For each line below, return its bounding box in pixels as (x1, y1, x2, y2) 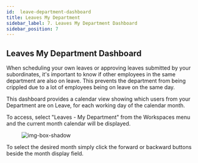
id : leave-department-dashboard (6, 8, 91, 15)
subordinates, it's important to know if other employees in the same (6, 71, 176, 78)
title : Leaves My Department (6, 15, 80, 21)
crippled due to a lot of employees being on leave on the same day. (6, 84, 175, 91)
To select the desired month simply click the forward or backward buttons (6, 144, 192, 151)
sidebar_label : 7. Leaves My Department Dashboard (6, 20, 138, 26)
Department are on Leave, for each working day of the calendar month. (6, 102, 185, 109)
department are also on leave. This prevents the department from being (6, 77, 186, 85)
